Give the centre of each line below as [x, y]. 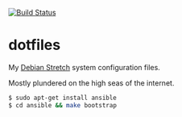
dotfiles [35, 45]
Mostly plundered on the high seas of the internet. [91, 83]
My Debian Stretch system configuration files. [85, 67]
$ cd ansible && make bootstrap [62, 105]
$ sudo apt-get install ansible [62, 98]
